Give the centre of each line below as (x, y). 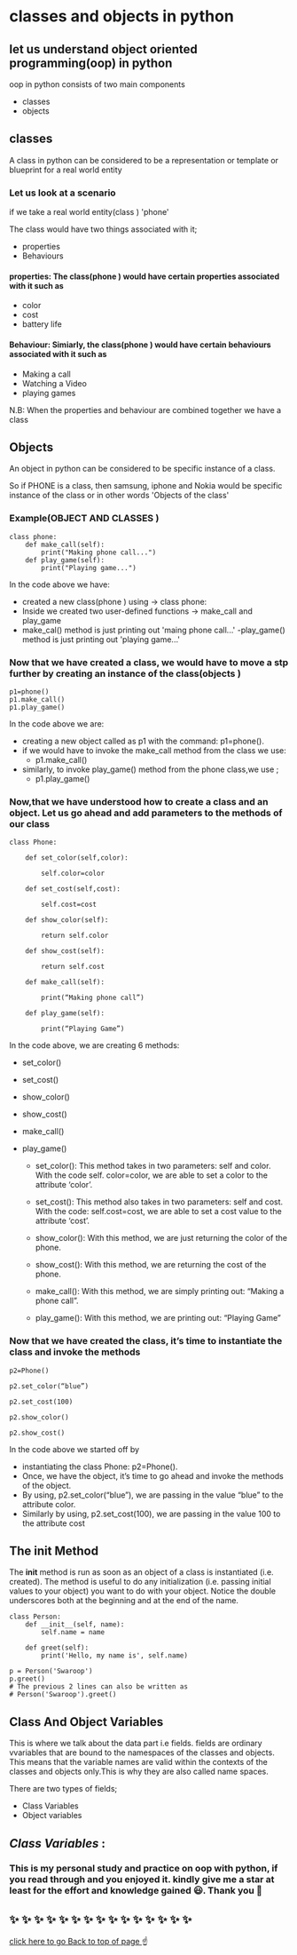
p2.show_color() (39, 1417)
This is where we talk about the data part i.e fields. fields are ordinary (136, 1744)
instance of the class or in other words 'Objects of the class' (119, 496)
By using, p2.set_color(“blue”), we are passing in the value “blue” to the (152, 1495)
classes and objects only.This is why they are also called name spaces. (139, 1772)
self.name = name (73, 1633)
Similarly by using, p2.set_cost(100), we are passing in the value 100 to (151, 1514)
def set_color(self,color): (77, 858)
